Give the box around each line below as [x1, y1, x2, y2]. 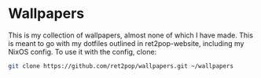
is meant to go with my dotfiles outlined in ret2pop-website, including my [8, 38, 244, 48]
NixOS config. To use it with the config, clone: [8, 47, 157, 56]
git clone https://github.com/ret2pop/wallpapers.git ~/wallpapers [8, 62, 234, 70]
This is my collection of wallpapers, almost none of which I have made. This [8, 30, 254, 40]
